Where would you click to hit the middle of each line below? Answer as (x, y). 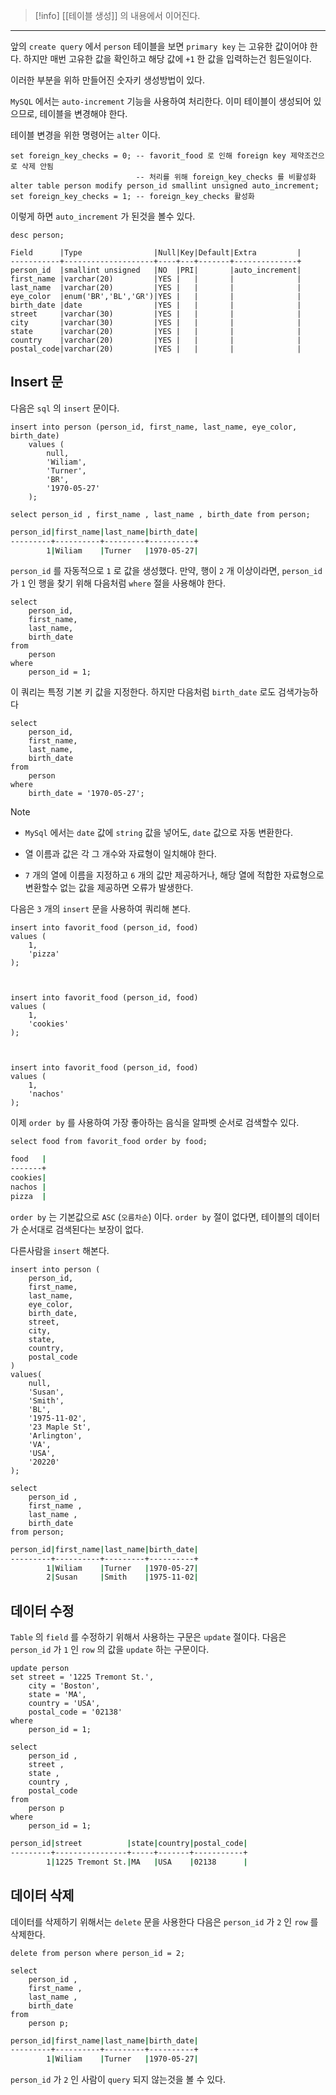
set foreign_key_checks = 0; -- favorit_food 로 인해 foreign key (148, 156)
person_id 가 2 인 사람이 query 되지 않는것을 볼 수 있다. (118, 2080)
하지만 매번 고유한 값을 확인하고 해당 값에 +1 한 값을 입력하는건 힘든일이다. (167, 58)
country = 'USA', (64, 1704)
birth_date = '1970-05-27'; (86, 794)
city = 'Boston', (64, 1686)
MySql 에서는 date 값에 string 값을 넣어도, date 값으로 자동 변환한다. (158, 833)
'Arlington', (55, 1435)
